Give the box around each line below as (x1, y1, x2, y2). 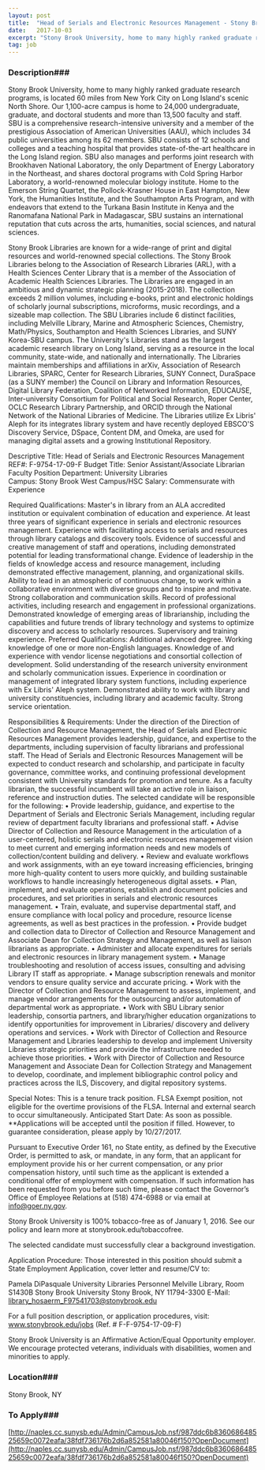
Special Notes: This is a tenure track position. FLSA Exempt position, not (8, 1094, 243, 1103)
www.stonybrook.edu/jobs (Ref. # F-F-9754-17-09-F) (8, 1320, 182, 1329)
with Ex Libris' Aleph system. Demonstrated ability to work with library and (8, 685, 250, 695)
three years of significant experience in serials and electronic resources (8, 517, 242, 526)
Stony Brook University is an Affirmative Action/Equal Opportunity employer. (8, 1335, 256, 1344)
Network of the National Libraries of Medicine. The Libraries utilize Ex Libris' (8, 411, 256, 420)
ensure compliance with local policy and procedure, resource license (8, 910, 233, 920)
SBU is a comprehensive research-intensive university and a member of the (8, 119, 255, 128)
